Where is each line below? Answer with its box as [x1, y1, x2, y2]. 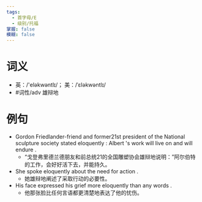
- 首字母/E [12, 15, 37, 21]
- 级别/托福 [12, 20, 39, 26]
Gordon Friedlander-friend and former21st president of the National [15, 133, 185, 140]
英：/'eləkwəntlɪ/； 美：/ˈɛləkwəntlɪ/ [15, 81, 106, 88]
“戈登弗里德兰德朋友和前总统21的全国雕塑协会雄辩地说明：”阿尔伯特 [24, 153, 196, 161]
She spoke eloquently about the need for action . [15, 168, 139, 175]
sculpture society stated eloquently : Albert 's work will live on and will [15, 140, 193, 146]
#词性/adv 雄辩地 [15, 89, 59, 96]
